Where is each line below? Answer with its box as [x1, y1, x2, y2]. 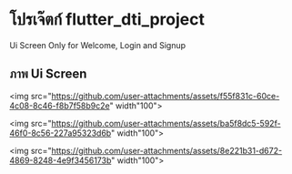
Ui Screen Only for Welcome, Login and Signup [9, 39, 186, 50]
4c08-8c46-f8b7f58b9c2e [9, 100, 111, 111]
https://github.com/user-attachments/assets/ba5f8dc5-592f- [51, 118, 281, 128]
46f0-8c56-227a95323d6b [9, 128, 112, 138]
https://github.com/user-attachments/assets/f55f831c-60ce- [51, 90, 280, 101]
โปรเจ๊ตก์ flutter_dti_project [9, 9, 205, 30]
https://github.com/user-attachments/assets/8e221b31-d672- [51, 145, 283, 156]
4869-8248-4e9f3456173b [9, 155, 112, 166]
